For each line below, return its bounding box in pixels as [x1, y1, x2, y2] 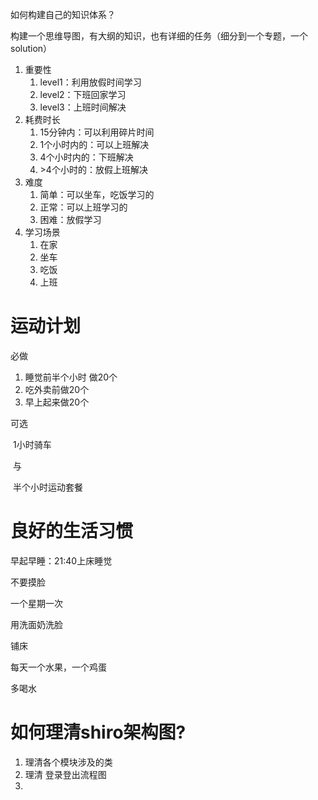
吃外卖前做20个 [24, 383, 90, 395]
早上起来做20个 [24, 396, 90, 408]
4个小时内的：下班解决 [39, 151, 134, 163]
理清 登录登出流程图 [24, 768, 107, 780]
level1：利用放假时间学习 [39, 76, 142, 88]
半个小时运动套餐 [12, 481, 83, 493]
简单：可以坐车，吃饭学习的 [39, 189, 155, 200]
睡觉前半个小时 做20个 [24, 371, 118, 383]
